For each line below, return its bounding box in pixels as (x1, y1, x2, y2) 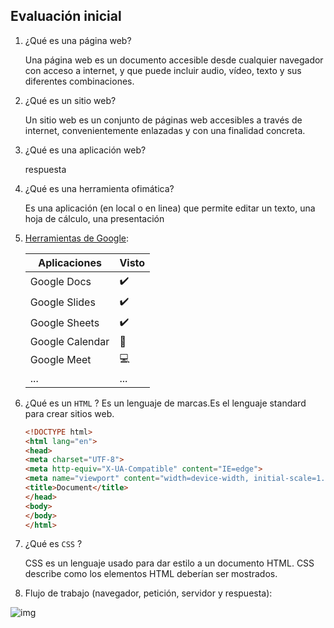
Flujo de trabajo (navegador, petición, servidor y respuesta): (24, 587, 273, 599)
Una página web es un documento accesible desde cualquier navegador (24, 54, 324, 66)
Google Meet (29, 353, 92, 367)
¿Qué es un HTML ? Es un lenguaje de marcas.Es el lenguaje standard (24, 397, 307, 409)
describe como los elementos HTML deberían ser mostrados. (24, 568, 278, 580)
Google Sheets (29, 316, 100, 330)
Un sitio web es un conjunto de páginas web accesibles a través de (24, 114, 303, 126)
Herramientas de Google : (24, 232, 130, 244)
